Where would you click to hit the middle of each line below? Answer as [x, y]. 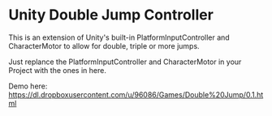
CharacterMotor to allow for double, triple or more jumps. [104, 45]
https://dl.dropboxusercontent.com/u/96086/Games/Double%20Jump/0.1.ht [136, 94]
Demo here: [28, 86]
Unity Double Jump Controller [111, 15]
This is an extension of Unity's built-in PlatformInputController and [119, 37]
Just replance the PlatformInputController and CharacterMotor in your [125, 62]
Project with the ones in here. [58, 70]
